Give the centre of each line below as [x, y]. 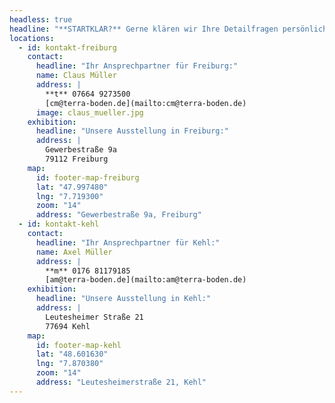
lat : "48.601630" [72, 354]
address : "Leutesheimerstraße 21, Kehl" [121, 382]
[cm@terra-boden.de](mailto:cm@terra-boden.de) [146, 103]
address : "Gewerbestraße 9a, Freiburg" [118, 215]
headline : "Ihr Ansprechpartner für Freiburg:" [137, 66]
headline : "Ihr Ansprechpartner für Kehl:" [128, 242]
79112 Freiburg [77, 159]
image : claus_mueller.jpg [89, 112]
